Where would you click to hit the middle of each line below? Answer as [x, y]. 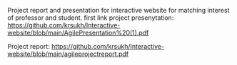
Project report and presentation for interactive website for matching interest [118, 10]
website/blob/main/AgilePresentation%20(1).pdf [78, 32]
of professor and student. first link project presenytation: [91, 18]
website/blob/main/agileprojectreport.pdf [68, 54]
